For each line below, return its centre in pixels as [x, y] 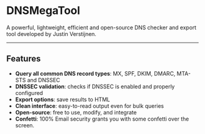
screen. [25, 125]
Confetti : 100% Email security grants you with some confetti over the [102, 119]
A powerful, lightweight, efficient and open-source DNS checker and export [101, 27]
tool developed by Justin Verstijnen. [51, 33]
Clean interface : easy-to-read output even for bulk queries [89, 106]
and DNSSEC [44, 80]
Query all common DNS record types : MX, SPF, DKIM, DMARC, [95, 73]
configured [29, 93]
